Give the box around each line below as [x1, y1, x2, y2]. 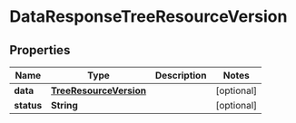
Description [154, 70, 207, 81]
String [50, 99, 79, 111]
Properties [9, 43, 71, 58]
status [14, 99, 43, 111]
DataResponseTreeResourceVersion [9, 6, 288, 27]
